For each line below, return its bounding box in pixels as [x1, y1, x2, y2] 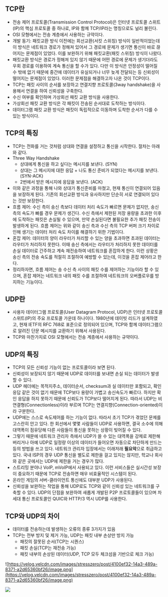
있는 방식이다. [12, 113, 40, 119]
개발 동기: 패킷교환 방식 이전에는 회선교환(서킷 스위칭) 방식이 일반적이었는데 [12, 38, 160, 44]
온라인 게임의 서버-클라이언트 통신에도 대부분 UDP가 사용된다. [12, 477, 133, 483]
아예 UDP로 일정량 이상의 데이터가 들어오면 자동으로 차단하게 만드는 [29, 439, 162, 445]
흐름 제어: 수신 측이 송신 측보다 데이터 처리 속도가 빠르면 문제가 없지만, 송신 [12, 204, 159, 210]
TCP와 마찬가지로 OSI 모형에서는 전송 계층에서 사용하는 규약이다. [12, 334, 139, 340]
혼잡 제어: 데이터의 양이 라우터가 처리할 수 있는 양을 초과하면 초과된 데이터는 [12, 235, 161, 241]
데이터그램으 [138, 322, 163, 328]
